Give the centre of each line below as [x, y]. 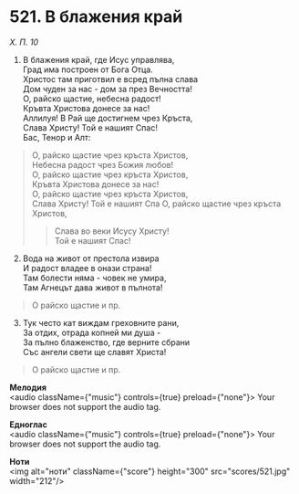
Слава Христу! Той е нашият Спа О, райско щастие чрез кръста [156, 204]
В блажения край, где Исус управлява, [98, 59]
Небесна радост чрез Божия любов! [103, 164]
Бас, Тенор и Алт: [57, 137]
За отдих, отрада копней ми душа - [92, 332]
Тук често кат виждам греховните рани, [101, 322]
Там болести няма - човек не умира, [94, 278]
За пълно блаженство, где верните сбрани [106, 342]
